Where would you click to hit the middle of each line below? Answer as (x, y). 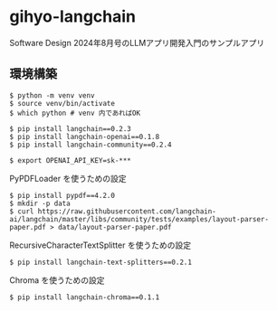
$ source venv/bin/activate (62, 103)
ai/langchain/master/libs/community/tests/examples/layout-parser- (139, 219)
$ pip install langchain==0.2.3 (70, 128)
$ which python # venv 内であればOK (75, 113)
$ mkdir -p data (40, 203)
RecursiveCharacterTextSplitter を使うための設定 (100, 245)
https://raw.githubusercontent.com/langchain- (127, 211)
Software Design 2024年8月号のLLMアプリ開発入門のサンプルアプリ (137, 42)
